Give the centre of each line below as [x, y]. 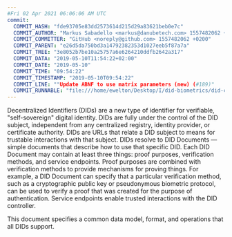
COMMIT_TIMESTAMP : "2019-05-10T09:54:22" [74, 78]
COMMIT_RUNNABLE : [38, 91]
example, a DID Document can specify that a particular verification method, [114, 176]
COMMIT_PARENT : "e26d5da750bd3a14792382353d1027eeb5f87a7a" [101, 46]
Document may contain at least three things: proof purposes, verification [110, 154]
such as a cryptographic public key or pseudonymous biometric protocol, [112, 184]
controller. [22, 206]
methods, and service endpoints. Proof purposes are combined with [104, 162]
